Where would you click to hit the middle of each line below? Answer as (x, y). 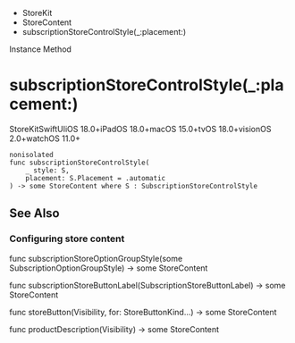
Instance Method (40, 49)
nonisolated (31, 155)
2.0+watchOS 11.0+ (45, 138)
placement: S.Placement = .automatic (96, 178)
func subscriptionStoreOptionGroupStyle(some (96, 258)
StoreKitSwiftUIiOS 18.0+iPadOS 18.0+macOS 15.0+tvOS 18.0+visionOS (140, 129)
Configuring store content (67, 238)
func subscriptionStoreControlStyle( (80, 163)
